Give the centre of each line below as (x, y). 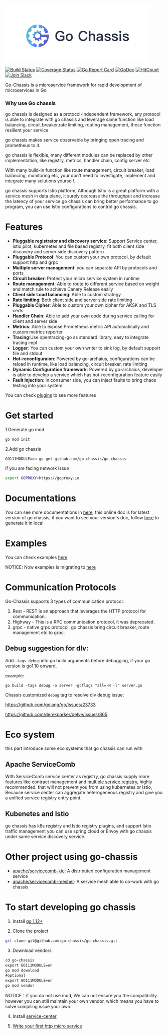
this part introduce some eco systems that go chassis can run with (74, 748)
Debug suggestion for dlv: (47, 648)
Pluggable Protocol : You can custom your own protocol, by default (82, 257)
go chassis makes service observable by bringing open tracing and (75, 140)
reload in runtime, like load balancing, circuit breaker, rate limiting (80, 364)
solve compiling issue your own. (38, 1006)
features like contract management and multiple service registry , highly (79, 782)
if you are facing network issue (37, 468)
